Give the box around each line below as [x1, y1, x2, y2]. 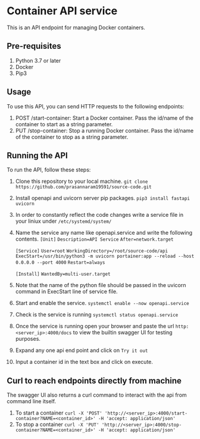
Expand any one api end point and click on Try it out [15, 347, 148, 354]
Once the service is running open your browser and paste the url [15, 323, 174, 330]
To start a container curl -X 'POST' [15, 409, 103, 416]
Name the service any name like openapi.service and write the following [15, 229, 193, 236]
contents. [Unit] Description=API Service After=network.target [15, 235, 174, 242]
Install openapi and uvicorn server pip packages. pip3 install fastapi [15, 195, 190, 202]
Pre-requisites [7, 41, 61, 51]
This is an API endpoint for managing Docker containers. [7, 24, 145, 31]
